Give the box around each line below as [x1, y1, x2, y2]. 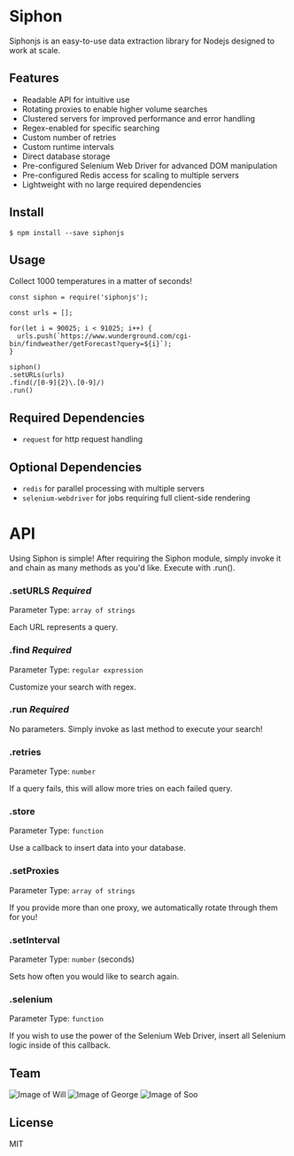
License [9, 1115, 54, 1130]
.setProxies [9, 865, 59, 877]
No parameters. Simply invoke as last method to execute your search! [9, 723, 263, 734]
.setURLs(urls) [9, 371, 66, 380]
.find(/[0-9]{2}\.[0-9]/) [9, 379, 104, 388]
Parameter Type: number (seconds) [9, 954, 135, 964]
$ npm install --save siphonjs [9, 228, 125, 237]
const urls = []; [9, 309, 73, 318]
